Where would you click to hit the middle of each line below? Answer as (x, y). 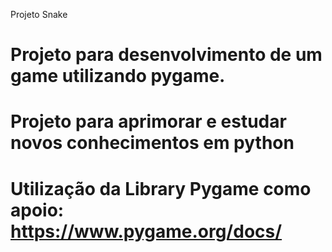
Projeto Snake (39, 14)
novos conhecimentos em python (152, 143)
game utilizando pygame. (118, 76)
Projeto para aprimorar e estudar (148, 121)
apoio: (37, 210)
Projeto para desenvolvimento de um (166, 55)
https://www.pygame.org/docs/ (146, 231)
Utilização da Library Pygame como (161, 188)
